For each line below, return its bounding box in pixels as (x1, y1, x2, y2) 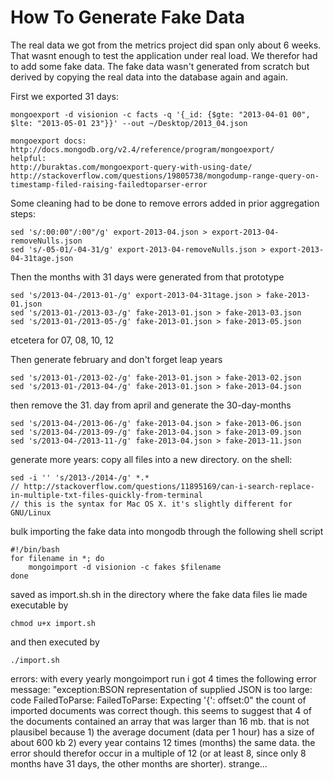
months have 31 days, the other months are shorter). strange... (10, 757, 268, 770)
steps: (10, 207, 36, 220)
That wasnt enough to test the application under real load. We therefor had (10, 49, 318, 61)
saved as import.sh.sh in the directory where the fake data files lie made (10, 588, 308, 600)
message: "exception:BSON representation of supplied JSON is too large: (10, 683, 313, 695)
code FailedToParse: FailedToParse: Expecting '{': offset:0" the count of (10, 694, 307, 706)
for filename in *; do (10, 553, 105, 563)
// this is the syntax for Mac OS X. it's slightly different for (10, 499, 293, 509)
